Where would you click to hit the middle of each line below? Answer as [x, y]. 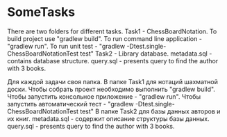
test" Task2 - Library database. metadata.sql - [146, 54]
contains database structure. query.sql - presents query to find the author [113, 61]
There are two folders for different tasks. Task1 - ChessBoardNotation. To [112, 31]
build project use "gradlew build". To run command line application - [105, 38]
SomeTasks [41, 12]
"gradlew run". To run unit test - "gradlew [66, 46]
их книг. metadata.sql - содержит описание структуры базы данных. [108, 118]
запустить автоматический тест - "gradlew [70, 104]
